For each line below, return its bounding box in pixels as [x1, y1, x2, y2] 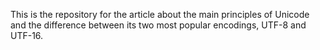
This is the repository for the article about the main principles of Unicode [10, 9, 310, 20]
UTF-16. [10, 30, 44, 41]
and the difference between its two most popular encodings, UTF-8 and [10, 19, 307, 31]
